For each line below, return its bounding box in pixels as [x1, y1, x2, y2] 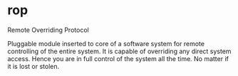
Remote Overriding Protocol [7, 26, 89, 34]
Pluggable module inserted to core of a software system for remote [7, 39, 205, 48]
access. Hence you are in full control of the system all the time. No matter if [7, 54, 229, 63]
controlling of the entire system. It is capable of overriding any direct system [7, 47, 232, 55]
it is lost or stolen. [7, 62, 60, 70]
